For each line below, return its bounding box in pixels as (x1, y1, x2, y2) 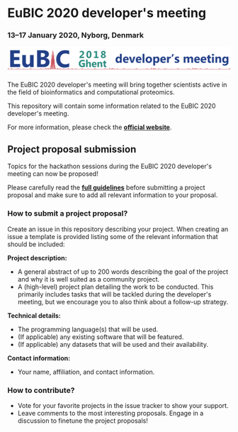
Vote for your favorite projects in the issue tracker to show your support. (17, 401, 229, 409)
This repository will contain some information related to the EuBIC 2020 (7, 101, 216, 110)
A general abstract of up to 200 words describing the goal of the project (17, 267, 229, 276)
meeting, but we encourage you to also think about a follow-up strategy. (17, 297, 229, 306)
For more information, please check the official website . (7, 123, 172, 131)
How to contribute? (7, 385, 75, 395)
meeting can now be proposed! (7, 170, 99, 178)
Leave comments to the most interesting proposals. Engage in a (17, 409, 204, 417)
